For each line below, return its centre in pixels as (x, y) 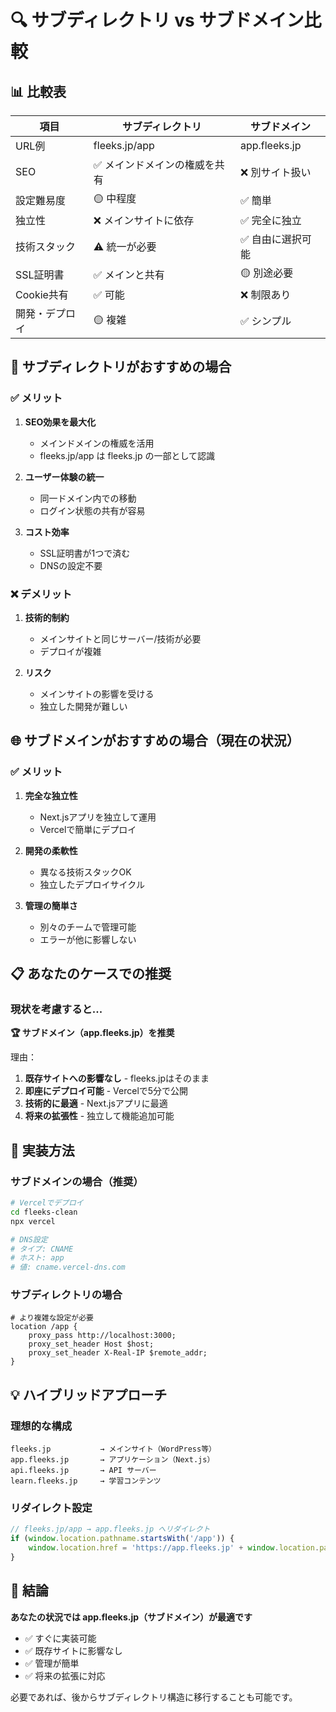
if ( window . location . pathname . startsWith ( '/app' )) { (122, 1539)
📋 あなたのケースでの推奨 (91, 974)
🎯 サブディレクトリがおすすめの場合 (121, 367)
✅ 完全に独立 (270, 220)
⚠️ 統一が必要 (125, 246)
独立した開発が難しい (83, 706)
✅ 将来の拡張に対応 (65, 1675)
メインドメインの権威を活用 (97, 443)
